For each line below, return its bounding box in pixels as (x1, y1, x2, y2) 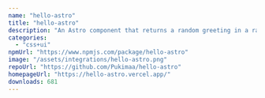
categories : (8, 33, 47, 42)
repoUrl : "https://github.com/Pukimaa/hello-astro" (8, 63, 181, 71)
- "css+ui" (15, 41, 51, 49)
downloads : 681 (8, 77, 58, 85)
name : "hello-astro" (8, 11, 77, 20)
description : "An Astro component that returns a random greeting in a (8, 26, 248, 34)
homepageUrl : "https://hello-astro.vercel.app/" (8, 70, 171, 78)
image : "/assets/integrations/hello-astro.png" (8, 56, 168, 64)
